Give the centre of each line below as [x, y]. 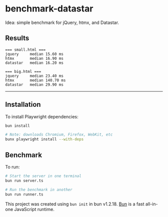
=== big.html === [23, 71]
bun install [17, 126]
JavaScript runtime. [34, 209]
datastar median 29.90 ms [34, 85]
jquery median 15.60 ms [34, 54]
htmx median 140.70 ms [35, 80]
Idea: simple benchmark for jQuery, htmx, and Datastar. [62, 22]
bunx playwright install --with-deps [44, 139]
